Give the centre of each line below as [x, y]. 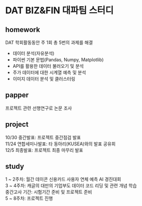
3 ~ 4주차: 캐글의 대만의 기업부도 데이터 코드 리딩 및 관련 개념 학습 [71, 186]
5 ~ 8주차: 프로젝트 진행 [29, 198]
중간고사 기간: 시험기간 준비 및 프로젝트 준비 [49, 192]
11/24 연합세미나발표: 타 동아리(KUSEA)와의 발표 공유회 [61, 144]
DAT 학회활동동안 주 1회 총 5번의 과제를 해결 [49, 42]
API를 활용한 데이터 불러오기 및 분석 [48, 66]
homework [23, 29]
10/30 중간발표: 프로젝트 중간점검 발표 [43, 137]
